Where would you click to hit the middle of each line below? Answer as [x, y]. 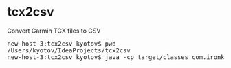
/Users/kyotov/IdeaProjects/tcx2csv [69, 50]
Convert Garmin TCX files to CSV [54, 31]
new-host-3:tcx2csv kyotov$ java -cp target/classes [98, 57]
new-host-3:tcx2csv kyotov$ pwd [62, 44]
